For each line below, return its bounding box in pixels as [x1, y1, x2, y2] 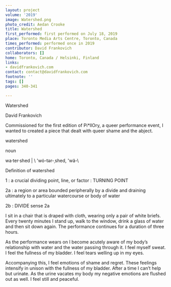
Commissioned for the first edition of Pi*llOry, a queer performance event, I [5, 122, 163, 128]
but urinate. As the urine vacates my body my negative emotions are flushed [5, 270, 166, 277]
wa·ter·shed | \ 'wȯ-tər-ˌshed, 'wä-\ [5, 157, 79, 163]
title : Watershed [5, 27, 42, 32]
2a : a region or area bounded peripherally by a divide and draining [5, 187, 146, 193]
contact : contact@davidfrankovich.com [5, 70, 88, 75]
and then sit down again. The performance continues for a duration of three [5, 223, 164, 230]
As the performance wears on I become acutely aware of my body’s [5, 239, 148, 245]
